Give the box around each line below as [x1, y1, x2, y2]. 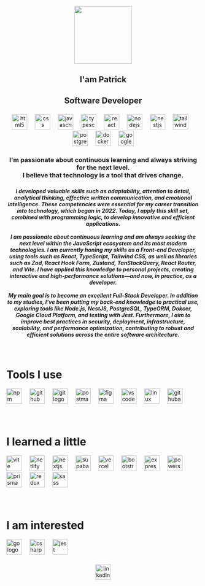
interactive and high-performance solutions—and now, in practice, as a [9, 272, 197, 279]
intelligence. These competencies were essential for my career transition [7, 200, 199, 207]
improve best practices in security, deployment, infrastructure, [20, 318, 186, 325]
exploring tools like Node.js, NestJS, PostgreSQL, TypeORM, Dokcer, [14, 304, 193, 312]
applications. [85, 220, 121, 227]
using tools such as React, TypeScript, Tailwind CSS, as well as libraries [9, 252, 198, 260]
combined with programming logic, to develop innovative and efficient [11, 214, 195, 221]
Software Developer [64, 95, 142, 106]
